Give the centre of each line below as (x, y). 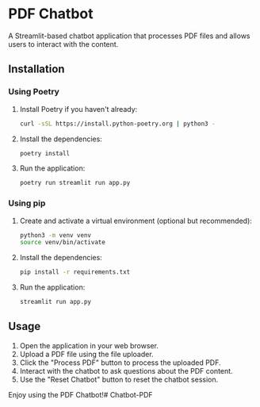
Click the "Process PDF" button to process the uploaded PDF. (120, 363)
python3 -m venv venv (55, 235)
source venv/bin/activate (62, 243)
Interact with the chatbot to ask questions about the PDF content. (126, 371)
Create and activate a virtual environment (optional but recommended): (136, 221)
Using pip (27, 203)
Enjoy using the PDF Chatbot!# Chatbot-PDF (80, 394)
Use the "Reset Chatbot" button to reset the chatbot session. (119, 379)
